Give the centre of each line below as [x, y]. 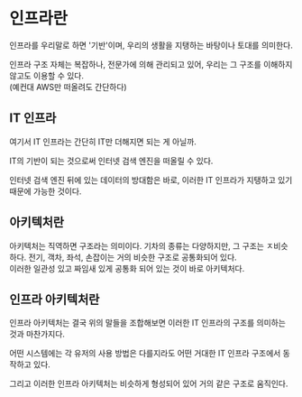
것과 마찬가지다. [37, 334]
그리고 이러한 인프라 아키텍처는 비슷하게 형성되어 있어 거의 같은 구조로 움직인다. [149, 383]
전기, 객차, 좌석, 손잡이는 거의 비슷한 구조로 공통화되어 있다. [133, 257]
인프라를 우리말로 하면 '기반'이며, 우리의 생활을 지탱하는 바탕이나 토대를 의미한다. [151, 45]
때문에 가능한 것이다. [46, 191]
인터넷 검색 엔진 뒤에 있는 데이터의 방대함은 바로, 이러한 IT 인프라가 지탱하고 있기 [151, 180]
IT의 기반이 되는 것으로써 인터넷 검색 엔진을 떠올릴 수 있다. [111, 161]
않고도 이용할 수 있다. [46, 75]
